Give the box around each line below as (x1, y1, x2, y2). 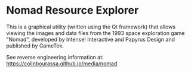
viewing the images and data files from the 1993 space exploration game (6, 29, 185, 36)
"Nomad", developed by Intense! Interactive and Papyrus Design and (6, 36, 175, 43)
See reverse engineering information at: (6, 53, 104, 61)
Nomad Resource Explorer (6, 4, 139, 17)
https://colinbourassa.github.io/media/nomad (6, 60, 118, 67)
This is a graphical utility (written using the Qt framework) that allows (6, 23, 176, 30)
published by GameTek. (6, 42, 64, 49)
